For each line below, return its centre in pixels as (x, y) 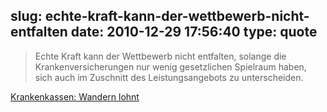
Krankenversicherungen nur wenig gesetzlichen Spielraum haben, (170, 66)
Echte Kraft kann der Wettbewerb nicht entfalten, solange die (160, 56)
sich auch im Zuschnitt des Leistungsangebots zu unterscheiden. (169, 77)
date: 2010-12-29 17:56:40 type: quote (194, 32)
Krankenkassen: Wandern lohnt (75, 96)
